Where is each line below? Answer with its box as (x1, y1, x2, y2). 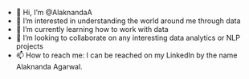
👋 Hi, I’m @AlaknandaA (15, 8, 92, 17)
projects (15, 41, 44, 51)
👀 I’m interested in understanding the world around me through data (15, 16, 241, 26)
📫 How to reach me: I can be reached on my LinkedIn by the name (15, 50, 238, 60)
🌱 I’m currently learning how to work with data (15, 25, 169, 34)
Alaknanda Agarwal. (15, 62, 83, 71)
